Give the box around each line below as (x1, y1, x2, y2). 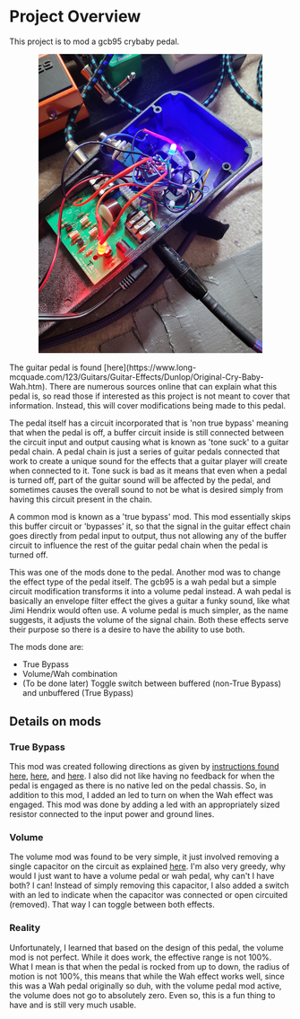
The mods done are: (9, 642, 84, 653)
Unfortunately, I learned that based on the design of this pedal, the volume (9, 942, 284, 953)
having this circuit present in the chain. (9, 494, 152, 505)
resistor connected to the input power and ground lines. (9, 808, 215, 819)
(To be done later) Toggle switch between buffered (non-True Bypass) (21, 678, 282, 689)
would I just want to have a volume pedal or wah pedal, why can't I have (9, 871, 275, 882)
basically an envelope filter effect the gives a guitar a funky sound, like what (9, 595, 290, 607)
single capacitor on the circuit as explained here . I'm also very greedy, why (9, 861, 287, 872)
